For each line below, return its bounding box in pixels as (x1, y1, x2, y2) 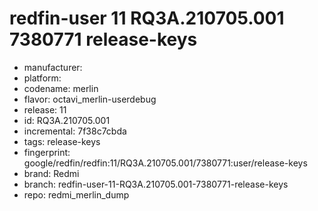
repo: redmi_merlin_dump (23, 188, 130, 201)
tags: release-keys (23, 135, 101, 147)
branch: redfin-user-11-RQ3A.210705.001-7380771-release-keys (23, 178, 289, 190)
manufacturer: (23, 61, 83, 73)
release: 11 (23, 103, 67, 116)
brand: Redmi (23, 167, 80, 179)
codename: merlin (23, 82, 99, 94)
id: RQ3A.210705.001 (23, 114, 111, 126)
